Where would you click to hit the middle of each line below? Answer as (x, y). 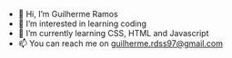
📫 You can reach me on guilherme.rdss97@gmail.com (120, 43)
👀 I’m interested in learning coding (82, 24)
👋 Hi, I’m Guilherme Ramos (68, 14)
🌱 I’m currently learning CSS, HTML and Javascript (113, 33)
